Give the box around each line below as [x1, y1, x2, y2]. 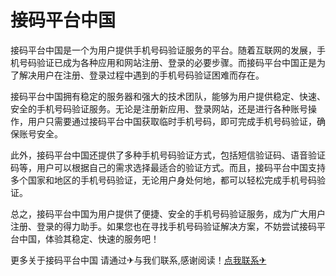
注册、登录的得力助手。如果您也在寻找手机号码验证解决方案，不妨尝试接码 [10, 220, 317, 232]
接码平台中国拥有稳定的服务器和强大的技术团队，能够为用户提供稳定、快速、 [10, 90, 326, 102]
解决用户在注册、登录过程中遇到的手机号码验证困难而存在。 [18, 69, 265, 81]
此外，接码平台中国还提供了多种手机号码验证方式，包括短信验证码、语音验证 [10, 149, 326, 161]
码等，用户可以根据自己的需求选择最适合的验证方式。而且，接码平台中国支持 [10, 161, 326, 173]
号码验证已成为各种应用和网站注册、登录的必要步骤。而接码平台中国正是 [18, 56, 317, 68]
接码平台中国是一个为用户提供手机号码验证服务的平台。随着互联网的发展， [10, 44, 317, 56]
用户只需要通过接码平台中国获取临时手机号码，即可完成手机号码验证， [27, 115, 317, 127]
